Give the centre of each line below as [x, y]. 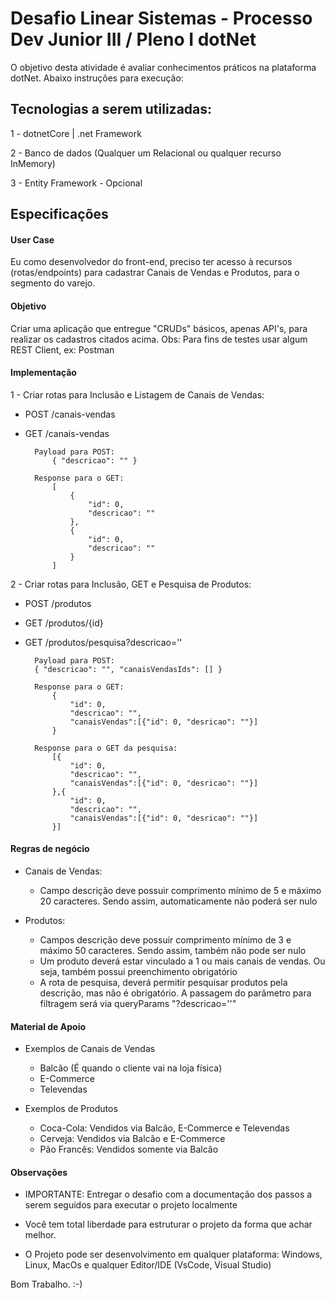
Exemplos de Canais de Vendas [90, 1049]
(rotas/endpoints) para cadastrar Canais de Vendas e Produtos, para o [155, 273]
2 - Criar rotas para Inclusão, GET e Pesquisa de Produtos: [131, 584]
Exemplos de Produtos [71, 1109]
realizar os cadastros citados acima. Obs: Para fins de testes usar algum [159, 339]
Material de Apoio [48, 1026]
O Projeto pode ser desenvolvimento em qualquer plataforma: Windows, [173, 1254]
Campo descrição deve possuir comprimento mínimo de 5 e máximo [180, 890]
